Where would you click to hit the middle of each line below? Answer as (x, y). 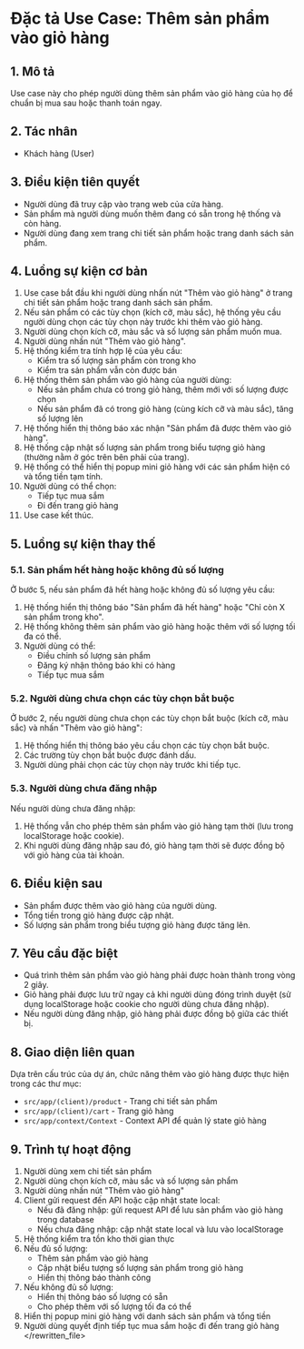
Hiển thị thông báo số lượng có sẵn (103, 1296)
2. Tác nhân (44, 131)
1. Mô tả (33, 71)
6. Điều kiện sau (57, 884)
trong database (65, 1219)
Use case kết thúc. (59, 515)
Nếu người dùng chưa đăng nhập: (73, 808)
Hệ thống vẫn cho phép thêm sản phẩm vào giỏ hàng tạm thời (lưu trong (158, 826)
